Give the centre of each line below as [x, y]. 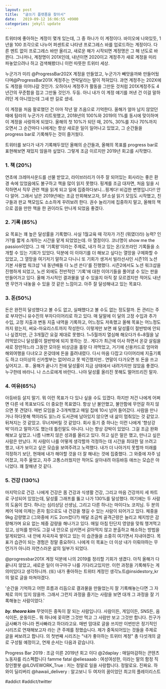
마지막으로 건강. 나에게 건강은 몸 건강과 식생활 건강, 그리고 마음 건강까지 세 [77, 492]
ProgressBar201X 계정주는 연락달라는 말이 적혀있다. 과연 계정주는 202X [87, 80]
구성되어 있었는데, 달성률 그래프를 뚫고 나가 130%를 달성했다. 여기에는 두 [81, 498]
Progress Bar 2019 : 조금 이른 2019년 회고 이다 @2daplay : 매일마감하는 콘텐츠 [82, 653]
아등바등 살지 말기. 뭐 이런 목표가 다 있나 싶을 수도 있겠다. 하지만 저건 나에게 [78, 398]
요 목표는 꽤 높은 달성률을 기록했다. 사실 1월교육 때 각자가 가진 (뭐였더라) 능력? [81, 234]
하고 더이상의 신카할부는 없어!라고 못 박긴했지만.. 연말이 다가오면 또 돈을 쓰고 [84, 359]
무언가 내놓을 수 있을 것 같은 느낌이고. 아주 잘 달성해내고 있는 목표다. [76, 284]
